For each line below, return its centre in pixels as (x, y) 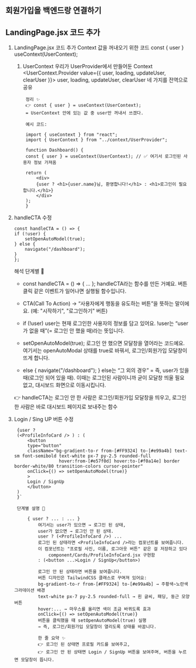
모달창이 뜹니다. (38, 660)
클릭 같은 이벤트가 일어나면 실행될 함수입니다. (75, 291)
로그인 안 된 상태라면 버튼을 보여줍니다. (80, 572)
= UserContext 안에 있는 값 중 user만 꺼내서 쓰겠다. (85, 113)
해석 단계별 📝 (29, 271)
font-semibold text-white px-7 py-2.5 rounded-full (87, 456)
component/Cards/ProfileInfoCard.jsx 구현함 (102, 555)
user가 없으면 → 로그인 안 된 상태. (76, 531)
